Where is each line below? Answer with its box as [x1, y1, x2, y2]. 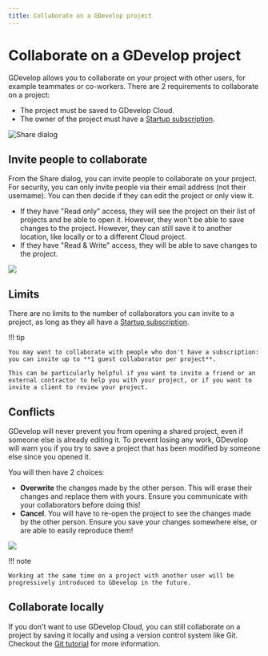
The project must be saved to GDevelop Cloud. [19, 105, 174, 115]
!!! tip [8, 333, 26, 342]
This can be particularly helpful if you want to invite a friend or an [8, 370, 256, 378]
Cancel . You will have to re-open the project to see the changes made [19, 508, 252, 518]
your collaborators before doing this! [19, 500, 141, 509]
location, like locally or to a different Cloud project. [19, 232, 186, 241]
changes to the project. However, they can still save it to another [19, 224, 232, 233]
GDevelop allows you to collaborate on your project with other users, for [8, 73, 246, 83]
